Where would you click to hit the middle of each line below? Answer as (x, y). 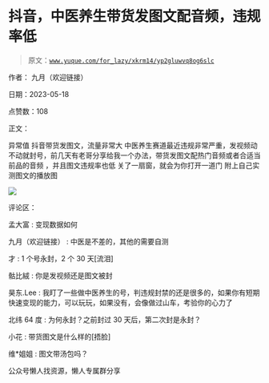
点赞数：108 (28, 111)
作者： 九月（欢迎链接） (48, 77)
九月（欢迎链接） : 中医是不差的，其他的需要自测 (88, 241)
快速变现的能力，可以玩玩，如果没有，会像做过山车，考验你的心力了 (120, 302)
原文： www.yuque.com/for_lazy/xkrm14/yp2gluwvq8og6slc (121, 60)
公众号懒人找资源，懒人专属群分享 (64, 370)
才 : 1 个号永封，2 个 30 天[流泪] (61, 258)
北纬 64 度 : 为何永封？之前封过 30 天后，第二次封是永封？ (105, 319)
